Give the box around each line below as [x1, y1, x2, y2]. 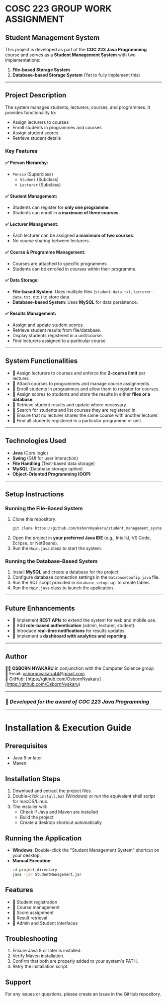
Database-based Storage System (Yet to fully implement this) [12, 72, 140, 78]
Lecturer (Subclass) [19, 182, 61, 187]
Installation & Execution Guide [5, 722, 132, 733]
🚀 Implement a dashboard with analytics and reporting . [12, 633, 128, 639]
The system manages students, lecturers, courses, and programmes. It [5, 104, 151, 110]
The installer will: [12, 804, 47, 810]
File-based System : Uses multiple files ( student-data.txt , [12, 288, 133, 294]
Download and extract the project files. [12, 788, 92, 794]
